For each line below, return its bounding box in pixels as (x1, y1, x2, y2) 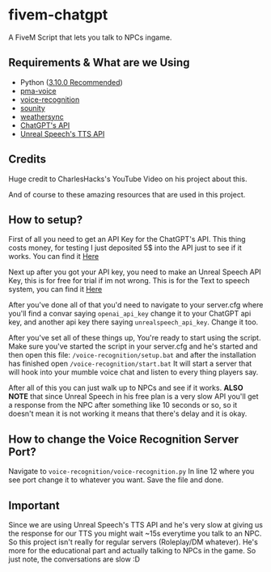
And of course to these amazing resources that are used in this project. (8, 189, 246, 199)
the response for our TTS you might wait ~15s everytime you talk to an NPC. (8, 528, 262, 538)
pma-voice (19, 86, 57, 95)
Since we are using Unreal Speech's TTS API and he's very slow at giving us (8, 520, 263, 529)
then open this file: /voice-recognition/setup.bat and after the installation (8, 350, 256, 360)
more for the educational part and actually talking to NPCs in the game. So (8, 546, 256, 555)
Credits (8, 152, 47, 167)
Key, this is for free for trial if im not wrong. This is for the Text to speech (8, 276, 250, 286)
